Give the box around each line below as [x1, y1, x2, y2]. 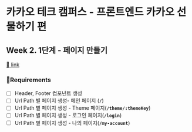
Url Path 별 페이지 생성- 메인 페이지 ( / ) [14, 97, 104, 104]
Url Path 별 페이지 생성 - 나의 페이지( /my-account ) [14, 119, 130, 126]
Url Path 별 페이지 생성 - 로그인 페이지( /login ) [14, 112, 122, 119]
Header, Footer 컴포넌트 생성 [14, 90, 82, 97]
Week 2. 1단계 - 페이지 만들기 [6, 45, 107, 55]
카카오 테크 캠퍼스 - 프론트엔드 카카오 [6, 5, 175, 19]
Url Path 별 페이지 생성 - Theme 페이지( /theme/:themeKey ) [14, 104, 151, 111]
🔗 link [6, 61, 19, 68]
